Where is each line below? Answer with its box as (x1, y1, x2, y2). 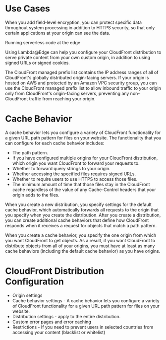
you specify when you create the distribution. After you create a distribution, (5, 212, 161, 218)
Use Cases (5, 3, 51, 14)
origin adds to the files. (12, 192, 59, 198)
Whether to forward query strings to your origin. (12, 165, 111, 171)
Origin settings (12, 292, 43, 298)
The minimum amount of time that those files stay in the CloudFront (12, 181, 150, 187)
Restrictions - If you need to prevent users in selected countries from (12, 324, 154, 330)
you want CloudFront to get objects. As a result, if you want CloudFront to (5, 237, 156, 243)
